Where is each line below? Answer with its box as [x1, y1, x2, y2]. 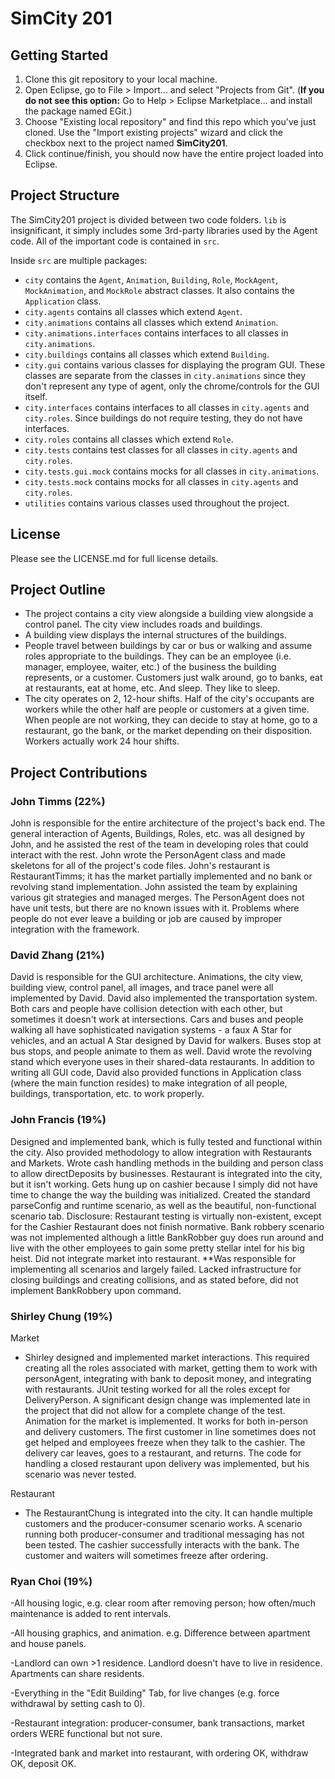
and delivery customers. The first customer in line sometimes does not [24, 1426, 317, 1438]
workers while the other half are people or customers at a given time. [24, 703, 310, 716]
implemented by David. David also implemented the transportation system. [10, 992, 318, 1004]
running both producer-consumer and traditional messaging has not [24, 1528, 305, 1541]
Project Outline [10, 582, 106, 599]
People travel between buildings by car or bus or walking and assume [24, 640, 313, 652]
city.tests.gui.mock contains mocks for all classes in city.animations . [24, 465, 320, 477]
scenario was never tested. [24, 1468, 137, 1481]
